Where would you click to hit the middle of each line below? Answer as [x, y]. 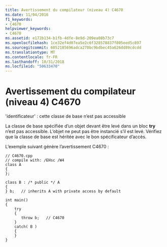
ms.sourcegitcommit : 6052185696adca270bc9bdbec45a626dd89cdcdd [73, 48]
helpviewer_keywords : [28, 29]
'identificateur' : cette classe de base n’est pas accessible [66, 116]
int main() [17, 200]
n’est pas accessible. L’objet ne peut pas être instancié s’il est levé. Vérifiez [83, 132]
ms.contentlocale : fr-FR [31, 57]
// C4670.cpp [19, 156]
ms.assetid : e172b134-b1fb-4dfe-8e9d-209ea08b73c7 [60, 38]
